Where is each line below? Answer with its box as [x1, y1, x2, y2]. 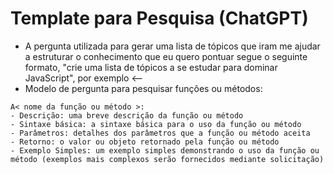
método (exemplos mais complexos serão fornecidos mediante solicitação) [10, 154, 325, 164]
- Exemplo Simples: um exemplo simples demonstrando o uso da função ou [10, 145, 320, 156]
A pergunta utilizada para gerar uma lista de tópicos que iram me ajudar [24, 40, 321, 52]
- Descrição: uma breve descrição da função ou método [10, 110, 244, 121]
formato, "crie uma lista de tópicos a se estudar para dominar [24, 61, 278, 73]
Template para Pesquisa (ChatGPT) [10, 7, 309, 30]
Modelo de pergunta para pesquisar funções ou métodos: [24, 82, 263, 94]
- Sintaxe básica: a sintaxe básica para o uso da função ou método [10, 119, 302, 129]
